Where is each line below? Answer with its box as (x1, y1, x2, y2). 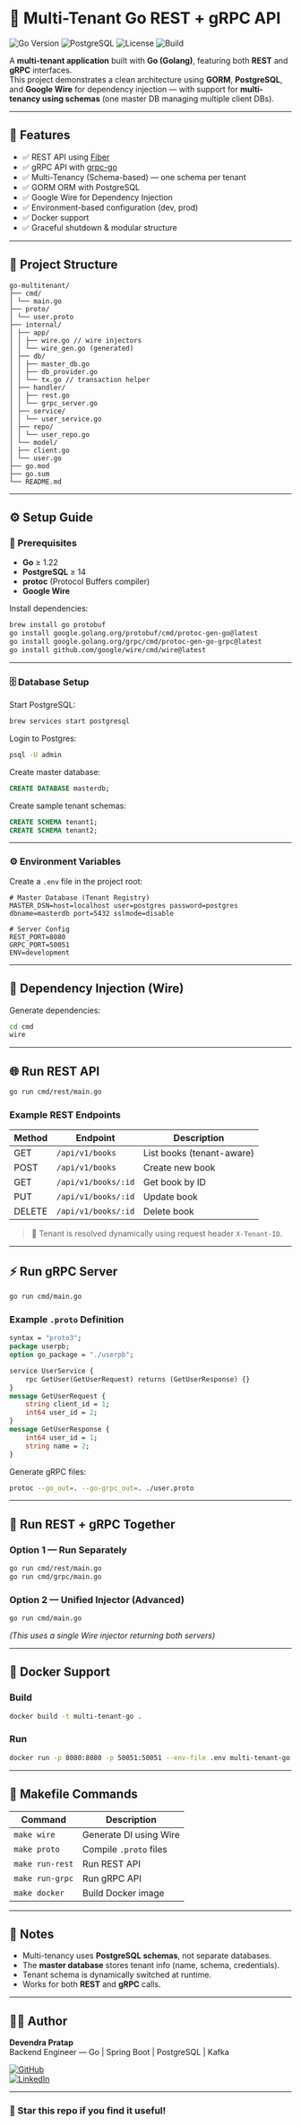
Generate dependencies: (9, 1005, 101, 1015)
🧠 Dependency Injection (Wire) (9, 981, 185, 997)
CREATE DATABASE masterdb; (9, 784, 110, 793)
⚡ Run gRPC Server (9, 1264, 118, 1279)
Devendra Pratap (9, 2037, 74, 2048)
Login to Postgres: (9, 733, 77, 744)
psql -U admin (9, 750, 63, 759)
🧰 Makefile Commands (9, 1787, 139, 1802)
